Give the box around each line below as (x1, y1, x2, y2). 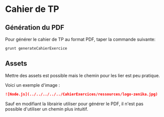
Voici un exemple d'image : (5, 82, 60, 88)
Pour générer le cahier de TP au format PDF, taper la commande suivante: (5, 36, 156, 42)
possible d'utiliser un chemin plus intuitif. (5, 106, 88, 112)
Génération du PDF (5, 23, 64, 32)
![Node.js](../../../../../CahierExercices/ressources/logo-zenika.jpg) (5, 92, 158, 97)
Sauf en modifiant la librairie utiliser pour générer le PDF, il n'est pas (5, 101, 144, 107)
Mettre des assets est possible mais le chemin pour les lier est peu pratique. (5, 72, 160, 78)
